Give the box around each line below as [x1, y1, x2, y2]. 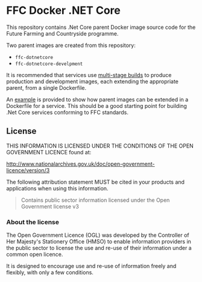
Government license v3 [21, 202, 80, 210]
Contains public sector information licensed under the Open [21, 196, 170, 204]
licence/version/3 [6, 166, 50, 174]
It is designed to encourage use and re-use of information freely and [6, 263, 177, 270]
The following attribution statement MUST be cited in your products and [6, 178, 185, 186]
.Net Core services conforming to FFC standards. [6, 108, 128, 116]
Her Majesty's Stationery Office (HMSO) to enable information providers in [6, 238, 192, 245]
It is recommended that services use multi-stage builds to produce [6, 71, 172, 78]
